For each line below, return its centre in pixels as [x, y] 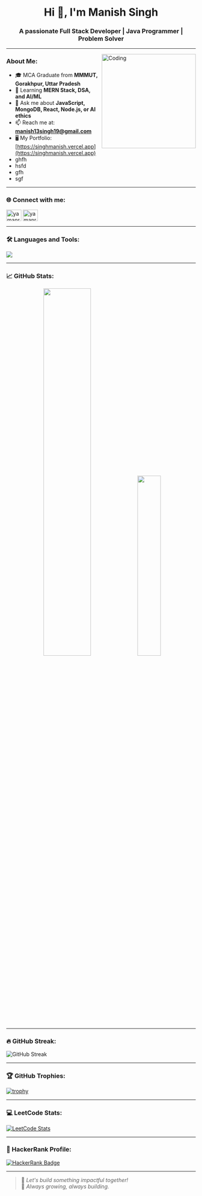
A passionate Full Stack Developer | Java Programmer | [101, 31]
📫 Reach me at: [35, 122]
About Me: [22, 61]
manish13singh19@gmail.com [53, 131]
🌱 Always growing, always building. [65, 1186]
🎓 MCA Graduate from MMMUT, [56, 75]
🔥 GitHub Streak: [31, 1041]
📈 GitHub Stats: [30, 276]
